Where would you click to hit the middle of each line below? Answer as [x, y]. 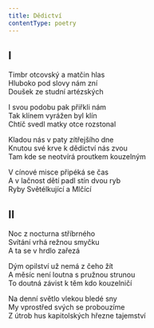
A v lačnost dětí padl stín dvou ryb [65, 181]
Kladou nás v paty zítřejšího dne [61, 140]
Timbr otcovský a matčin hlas [57, 75]
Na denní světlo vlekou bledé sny [63, 299]
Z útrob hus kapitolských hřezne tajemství [77, 316]
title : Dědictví [35, 16]
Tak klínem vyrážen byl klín [53, 116]
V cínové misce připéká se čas [59, 172]
